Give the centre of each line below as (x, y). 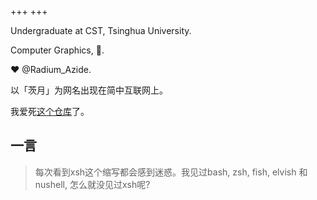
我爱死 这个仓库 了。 (50, 111)
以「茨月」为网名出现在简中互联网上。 (89, 90)
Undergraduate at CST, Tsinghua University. (101, 30)
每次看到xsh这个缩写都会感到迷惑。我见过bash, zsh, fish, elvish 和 (171, 172)
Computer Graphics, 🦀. (57, 50)
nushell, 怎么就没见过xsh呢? (92, 184)
